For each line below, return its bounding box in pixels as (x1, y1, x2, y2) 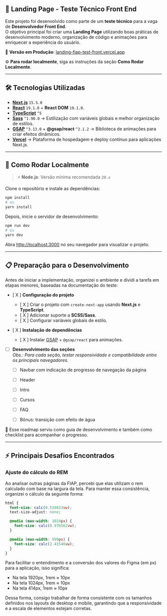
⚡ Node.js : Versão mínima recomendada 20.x (17, 174, 111, 180)
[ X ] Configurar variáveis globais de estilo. (19, 317, 108, 323)
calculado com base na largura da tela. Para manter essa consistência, (5, 486, 150, 492)
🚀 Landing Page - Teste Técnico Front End (5, 5, 137, 13)
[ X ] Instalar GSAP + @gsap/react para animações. (19, 336, 123, 342)
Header (19, 377, 36, 383)
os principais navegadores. (12, 357, 69, 363)
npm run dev (5, 223, 30, 228)
